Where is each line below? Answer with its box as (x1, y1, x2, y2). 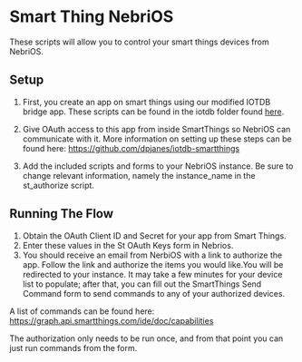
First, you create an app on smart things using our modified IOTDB (22, 96, 271, 107)
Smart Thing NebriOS (9, 6, 174, 27)
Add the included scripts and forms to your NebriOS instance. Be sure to (22, 161, 294, 171)
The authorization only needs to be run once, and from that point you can (9, 333, 284, 344)
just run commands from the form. (9, 342, 138, 353)
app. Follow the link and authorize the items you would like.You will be (22, 259, 284, 269)
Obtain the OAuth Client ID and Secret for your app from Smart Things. (22, 230, 287, 241)
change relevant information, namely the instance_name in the (22, 170, 256, 181)
